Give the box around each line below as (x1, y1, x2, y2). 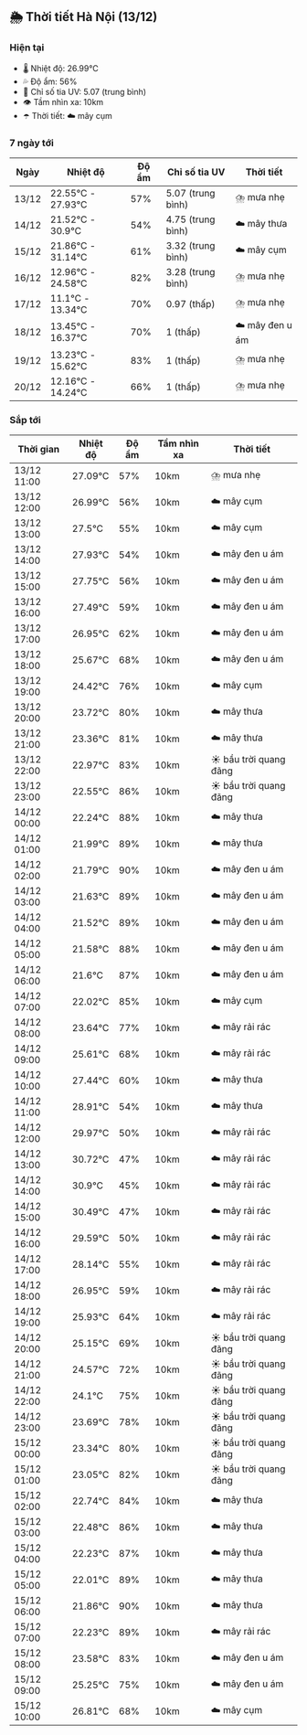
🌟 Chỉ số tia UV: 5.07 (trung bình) (22, 86, 147, 97)
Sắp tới (9, 413, 41, 426)
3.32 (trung (165, 239, 216, 251)
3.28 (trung (165, 265, 216, 278)
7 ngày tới (9, 136, 55, 149)
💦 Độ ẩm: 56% (22, 76, 78, 87)
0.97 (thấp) (165, 297, 216, 310)
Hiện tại (9, 41, 45, 54)
